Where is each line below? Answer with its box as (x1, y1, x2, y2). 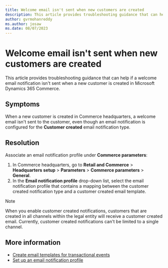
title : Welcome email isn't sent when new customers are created (5, 7, 144, 13)
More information (5, 238, 61, 247)
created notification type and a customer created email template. (12, 188, 146, 194)
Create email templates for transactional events (12, 251, 110, 257)
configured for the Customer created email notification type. (5, 124, 131, 130)
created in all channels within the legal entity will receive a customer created (5, 213, 163, 219)
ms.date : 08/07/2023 (5, 26, 48, 31)
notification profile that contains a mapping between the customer (12, 183, 149, 189)
